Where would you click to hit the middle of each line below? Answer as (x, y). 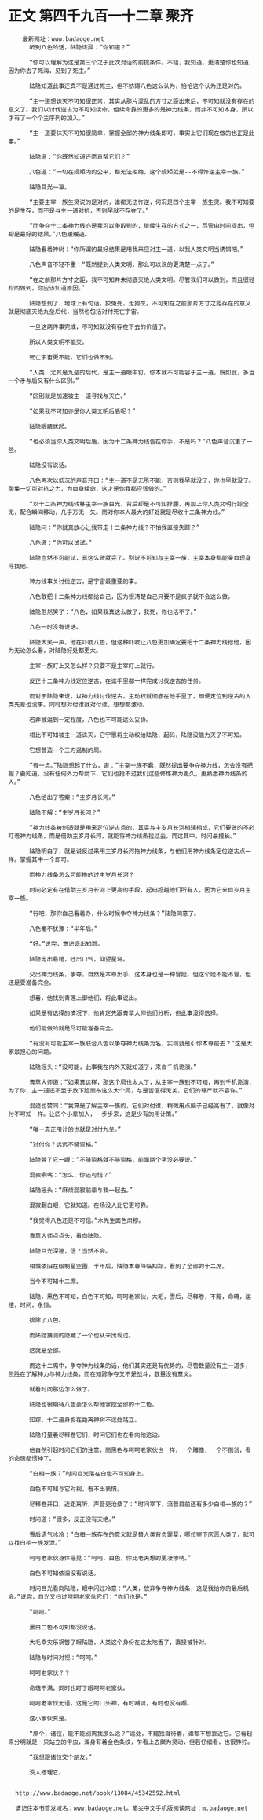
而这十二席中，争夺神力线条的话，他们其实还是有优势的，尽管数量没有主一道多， (140, 1366)
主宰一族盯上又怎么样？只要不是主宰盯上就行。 (93, 666)
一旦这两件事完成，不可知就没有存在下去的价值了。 (99, 326)
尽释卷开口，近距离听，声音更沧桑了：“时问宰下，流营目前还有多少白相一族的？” (141, 1504)
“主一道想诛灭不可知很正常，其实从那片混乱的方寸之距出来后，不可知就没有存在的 (142, 101)
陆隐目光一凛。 (49, 187)
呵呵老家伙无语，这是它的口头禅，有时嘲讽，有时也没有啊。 (111, 1703)
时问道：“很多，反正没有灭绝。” (72, 1519)
